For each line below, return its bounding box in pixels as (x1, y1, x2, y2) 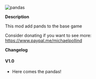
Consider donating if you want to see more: (5, 33, 92, 38)
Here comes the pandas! (12, 69, 62, 75)
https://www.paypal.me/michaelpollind (5, 38, 82, 43)
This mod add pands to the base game (5, 23, 82, 29)
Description (5, 14, 30, 19)
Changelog (5, 47, 28, 53)
